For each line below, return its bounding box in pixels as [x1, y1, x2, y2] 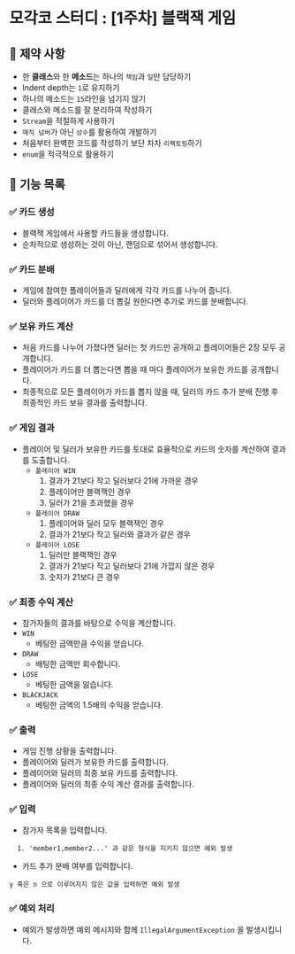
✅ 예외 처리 [9, 903, 55, 915]
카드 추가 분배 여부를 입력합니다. [21, 861, 133, 872]
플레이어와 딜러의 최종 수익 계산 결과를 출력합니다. [21, 779, 194, 789]
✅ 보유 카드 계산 [9, 320, 73, 332]
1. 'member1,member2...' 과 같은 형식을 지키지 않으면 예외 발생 [17, 844, 233, 853]
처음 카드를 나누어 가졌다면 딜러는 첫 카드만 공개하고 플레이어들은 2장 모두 [21, 342, 276, 353]
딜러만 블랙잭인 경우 [48, 549, 117, 560]
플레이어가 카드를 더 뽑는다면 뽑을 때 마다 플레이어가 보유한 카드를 [21, 364, 249, 375]
